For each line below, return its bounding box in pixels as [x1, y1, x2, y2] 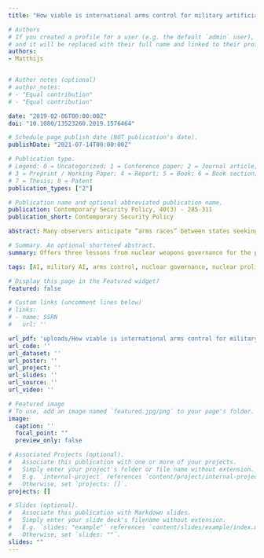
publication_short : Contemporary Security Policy [8, 213, 174, 221]
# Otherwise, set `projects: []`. [8, 480, 128, 488]
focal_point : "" [15, 429, 68, 437]
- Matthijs [8, 55, 44, 63]
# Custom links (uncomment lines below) [8, 299, 143, 307]
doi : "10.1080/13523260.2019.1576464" [8, 119, 135, 127]
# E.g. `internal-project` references [8, 472, 143, 480]
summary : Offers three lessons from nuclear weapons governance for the [8, 248, 251, 256]
